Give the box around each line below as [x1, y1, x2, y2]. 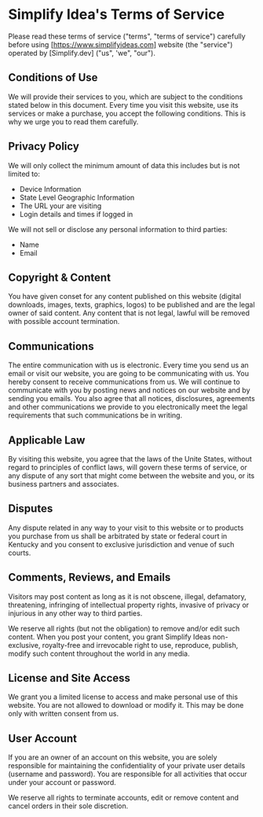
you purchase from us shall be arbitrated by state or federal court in [8, 531, 228, 540]
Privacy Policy [8, 140, 80, 153]
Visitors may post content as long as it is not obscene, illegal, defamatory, [8, 591, 247, 601]
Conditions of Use [8, 71, 98, 84]
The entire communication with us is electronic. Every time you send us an [8, 360, 249, 370]
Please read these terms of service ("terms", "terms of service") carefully [8, 31, 246, 41]
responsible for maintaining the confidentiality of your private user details [8, 761, 246, 771]
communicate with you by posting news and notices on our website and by [8, 385, 250, 395]
